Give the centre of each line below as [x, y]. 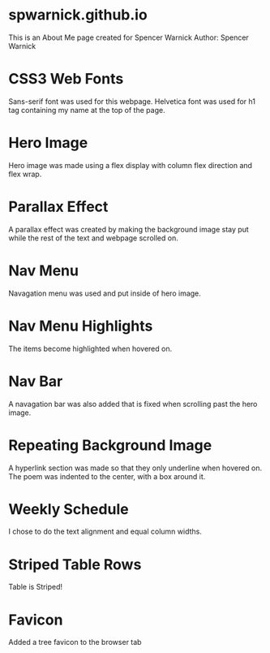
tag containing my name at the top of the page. [87, 110]
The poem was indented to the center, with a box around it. [107, 476]
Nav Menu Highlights [81, 326]
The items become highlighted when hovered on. [90, 348]
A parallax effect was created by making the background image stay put [129, 229]
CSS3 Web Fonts [66, 79]
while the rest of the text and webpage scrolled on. [93, 238]
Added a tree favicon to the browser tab [75, 642]
